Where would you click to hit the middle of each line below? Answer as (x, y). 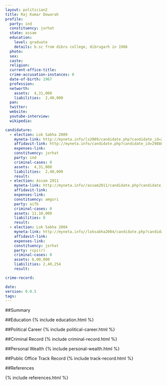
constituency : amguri (36, 199)
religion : (20, 65)
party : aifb (26, 204)
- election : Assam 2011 (34, 181)
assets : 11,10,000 (33, 213)
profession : (22, 84)
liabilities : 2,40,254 (38, 264)
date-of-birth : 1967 (31, 79)
